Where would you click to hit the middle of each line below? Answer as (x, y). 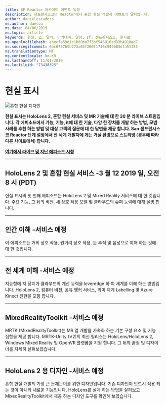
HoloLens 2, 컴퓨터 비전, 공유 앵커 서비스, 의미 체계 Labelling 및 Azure (84, 289)
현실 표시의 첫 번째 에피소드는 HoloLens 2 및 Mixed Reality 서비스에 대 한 (76, 195)
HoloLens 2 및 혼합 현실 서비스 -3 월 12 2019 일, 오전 (82, 173)
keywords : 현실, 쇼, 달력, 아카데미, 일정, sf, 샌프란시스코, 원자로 (68, 38)
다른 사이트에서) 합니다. (28, 141)
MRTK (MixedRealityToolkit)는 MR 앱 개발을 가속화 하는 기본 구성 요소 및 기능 (81, 331)
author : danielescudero (30, 19)
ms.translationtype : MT (30, 51)
